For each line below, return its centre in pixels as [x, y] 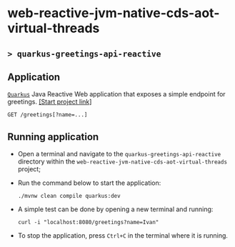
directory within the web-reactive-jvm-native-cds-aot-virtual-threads [122, 161]
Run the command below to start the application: [89, 183]
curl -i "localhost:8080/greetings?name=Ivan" [88, 223]
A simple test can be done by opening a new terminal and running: [115, 209]
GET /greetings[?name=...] [47, 115]
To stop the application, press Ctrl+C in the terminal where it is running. [123, 236]
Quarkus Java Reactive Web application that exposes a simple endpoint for [117, 94]
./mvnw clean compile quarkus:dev [69, 196]
